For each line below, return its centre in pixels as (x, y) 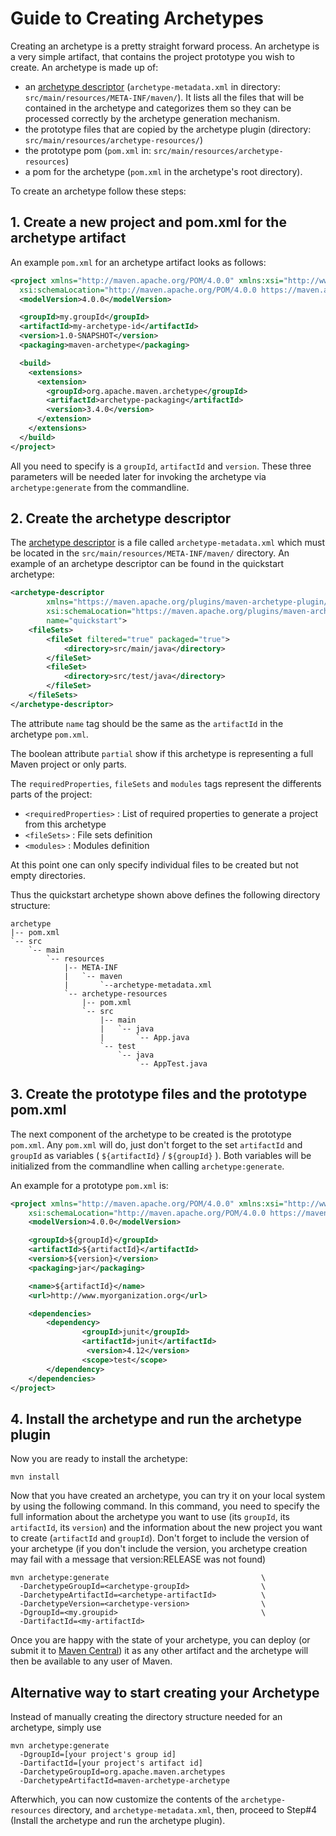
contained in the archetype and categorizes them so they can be (158, 108)
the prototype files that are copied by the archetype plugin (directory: (168, 129)
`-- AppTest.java (171, 1063)
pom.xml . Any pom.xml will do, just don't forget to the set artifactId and (156, 1144)
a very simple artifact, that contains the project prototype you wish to (152, 56)
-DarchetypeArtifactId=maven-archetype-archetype (124, 1781)
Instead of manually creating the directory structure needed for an (146, 1716)
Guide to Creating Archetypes (137, 18)
